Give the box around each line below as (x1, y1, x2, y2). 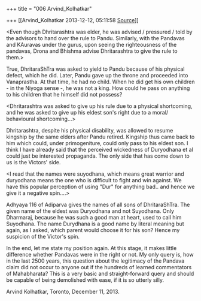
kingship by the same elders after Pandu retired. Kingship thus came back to (6, 133, 195, 140)
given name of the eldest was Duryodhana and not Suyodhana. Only (6, 207, 175, 215)
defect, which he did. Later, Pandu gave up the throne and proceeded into (6, 72, 188, 79)
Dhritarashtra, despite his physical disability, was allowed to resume (6, 127, 173, 134)
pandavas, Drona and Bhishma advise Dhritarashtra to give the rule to (6, 47, 178, 55)
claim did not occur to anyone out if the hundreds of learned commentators (6, 264, 192, 270)
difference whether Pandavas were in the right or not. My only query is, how (6, 251, 194, 258)
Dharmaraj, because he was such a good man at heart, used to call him (6, 214, 182, 221)
